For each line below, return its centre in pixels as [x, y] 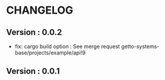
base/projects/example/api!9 [50, 53]
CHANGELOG [40, 10]
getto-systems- [140, 46]
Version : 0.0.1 [33, 71]
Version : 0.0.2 [34, 32]
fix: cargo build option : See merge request [67, 46]
